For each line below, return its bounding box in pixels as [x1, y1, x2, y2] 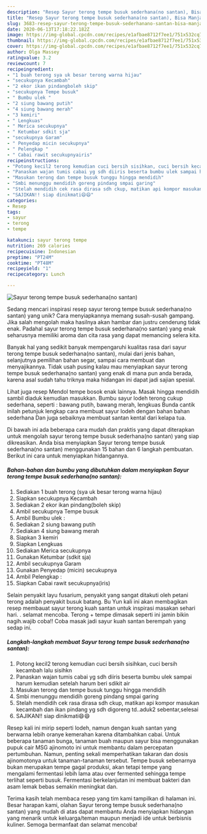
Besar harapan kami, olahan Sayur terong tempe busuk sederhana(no [7, 801, 183, 808]
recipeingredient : [7, 66, 54, 72]
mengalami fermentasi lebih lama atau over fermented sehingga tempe [7, 770, 186, 777]
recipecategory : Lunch [7, 271, 65, 278]
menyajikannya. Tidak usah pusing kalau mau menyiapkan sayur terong [7, 363, 188, 370]
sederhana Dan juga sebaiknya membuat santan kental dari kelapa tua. [7, 414, 187, 421]
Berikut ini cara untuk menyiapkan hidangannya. [7, 452, 129, 459]
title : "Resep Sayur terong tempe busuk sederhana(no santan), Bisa [7, 15, 186, 21]
